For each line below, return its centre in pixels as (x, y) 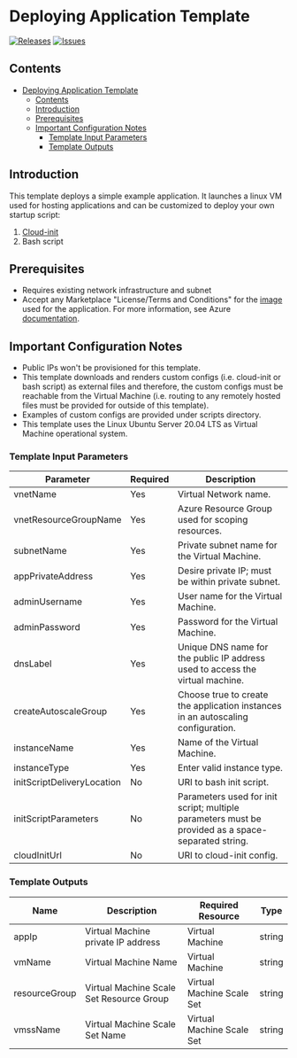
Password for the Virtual (228, 622)
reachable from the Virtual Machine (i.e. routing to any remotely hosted (151, 396)
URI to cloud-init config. (228, 855)
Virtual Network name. (225, 494)
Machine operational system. (75, 434)
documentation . (50, 319)
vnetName (35, 494)
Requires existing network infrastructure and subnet (117, 291)
